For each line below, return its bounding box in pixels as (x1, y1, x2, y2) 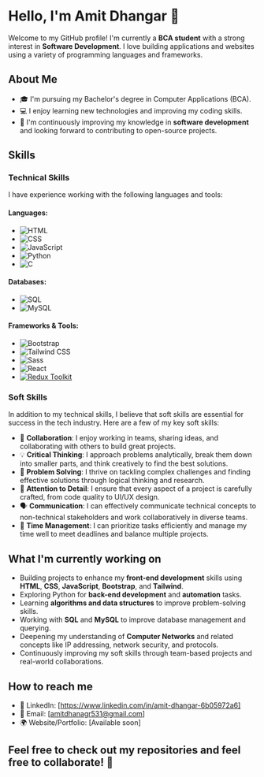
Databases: (8, 277, 47, 287)
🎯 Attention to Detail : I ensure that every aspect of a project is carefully (19, 484, 252, 493)
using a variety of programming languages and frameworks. (8, 50, 203, 59)
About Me (8, 72, 58, 86)
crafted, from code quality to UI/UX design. (19, 493, 160, 502)
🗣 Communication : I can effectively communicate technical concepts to (19, 501, 257, 511)
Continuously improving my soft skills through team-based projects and (19, 649, 252, 658)
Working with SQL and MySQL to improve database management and (19, 615, 247, 625)
